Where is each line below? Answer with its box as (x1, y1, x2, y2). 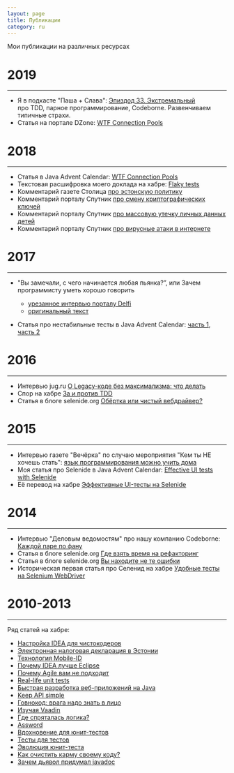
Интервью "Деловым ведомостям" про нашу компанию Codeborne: (17, 534, 221, 543)
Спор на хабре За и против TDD (17, 389, 113, 398)
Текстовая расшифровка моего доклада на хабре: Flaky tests (17, 180, 200, 188)
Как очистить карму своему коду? (17, 750, 120, 758)
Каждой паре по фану (17, 542, 83, 550)
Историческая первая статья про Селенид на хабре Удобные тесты (17, 564, 220, 572)
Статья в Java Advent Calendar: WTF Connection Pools (17, 172, 178, 181)
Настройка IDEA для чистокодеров (17, 639, 122, 647)
